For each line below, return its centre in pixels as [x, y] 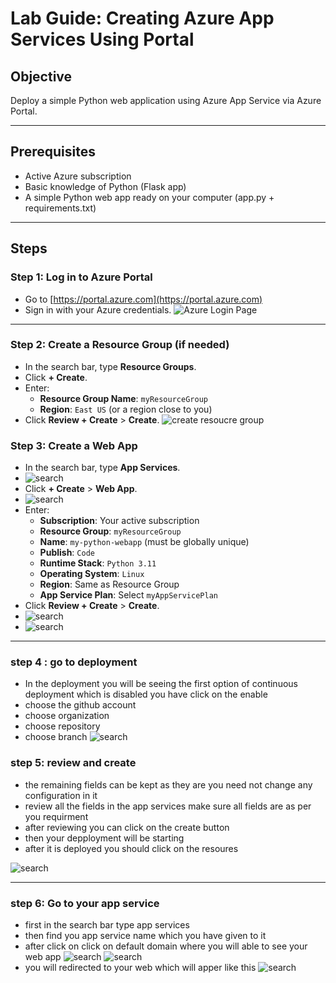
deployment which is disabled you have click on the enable [146, 694]
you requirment [56, 816]
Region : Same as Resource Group [109, 584]
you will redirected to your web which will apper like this [140, 967]
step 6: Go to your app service [85, 903]
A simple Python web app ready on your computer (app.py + [149, 197]
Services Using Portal [102, 39]
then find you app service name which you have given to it [145, 935]
